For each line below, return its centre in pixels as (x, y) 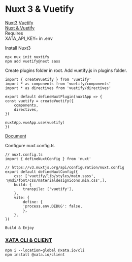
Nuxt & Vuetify (20, 28)
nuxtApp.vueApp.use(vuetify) (35, 122)
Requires (14, 33)
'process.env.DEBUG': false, (53, 206)
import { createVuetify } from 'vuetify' (48, 79)
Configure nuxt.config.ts (30, 145)
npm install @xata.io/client (35, 255)
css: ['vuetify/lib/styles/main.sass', (55, 176)
